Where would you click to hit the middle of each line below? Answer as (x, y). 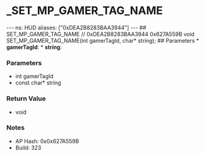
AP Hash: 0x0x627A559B (47, 141)
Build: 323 (28, 147)
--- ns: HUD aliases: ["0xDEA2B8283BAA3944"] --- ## (76, 28)
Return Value (26, 98)
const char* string (38, 83)
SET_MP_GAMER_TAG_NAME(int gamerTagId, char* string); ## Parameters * (103, 40)
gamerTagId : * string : (34, 47)
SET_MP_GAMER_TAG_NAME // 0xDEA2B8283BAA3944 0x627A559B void (100, 34)
